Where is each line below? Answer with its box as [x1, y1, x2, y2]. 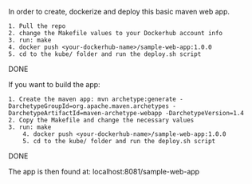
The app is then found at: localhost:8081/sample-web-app [8, 167, 200, 176]
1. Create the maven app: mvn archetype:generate [8, 95, 177, 103]
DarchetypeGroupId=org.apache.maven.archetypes [8, 102, 170, 110]
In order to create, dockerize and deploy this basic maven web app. [8, 7, 230, 16]
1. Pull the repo [8, 22, 66, 30]
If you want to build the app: [8, 80, 101, 89]
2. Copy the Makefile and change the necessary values [8, 116, 195, 124]
